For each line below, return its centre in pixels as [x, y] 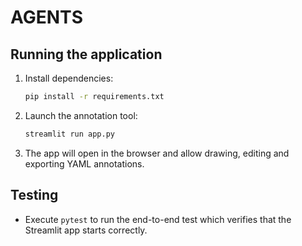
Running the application [86, 54]
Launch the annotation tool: [81, 115]
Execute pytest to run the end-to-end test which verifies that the [158, 219]
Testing [34, 195]
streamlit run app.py [69, 134]
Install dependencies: [69, 78]
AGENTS [46, 17]
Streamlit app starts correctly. [86, 230]
